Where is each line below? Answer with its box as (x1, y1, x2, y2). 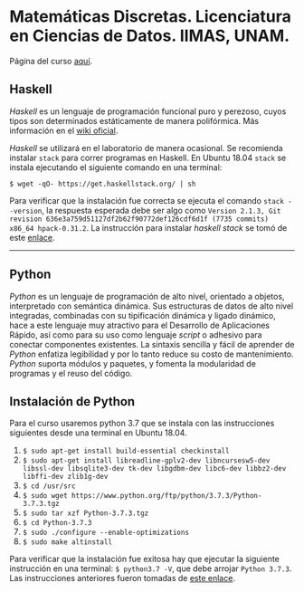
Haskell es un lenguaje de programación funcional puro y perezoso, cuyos (9, 106, 287, 117)
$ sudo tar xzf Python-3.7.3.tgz (22, 509, 149, 518)
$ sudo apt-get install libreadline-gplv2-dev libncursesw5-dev (22, 456, 271, 465)
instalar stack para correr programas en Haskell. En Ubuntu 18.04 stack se (9, 152, 287, 163)
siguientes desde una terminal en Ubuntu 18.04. (9, 427, 187, 438)
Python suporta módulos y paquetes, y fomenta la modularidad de (9, 358, 256, 368)
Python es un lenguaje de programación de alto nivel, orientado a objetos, (9, 291, 285, 301)
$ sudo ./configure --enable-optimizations (22, 528, 190, 538)
